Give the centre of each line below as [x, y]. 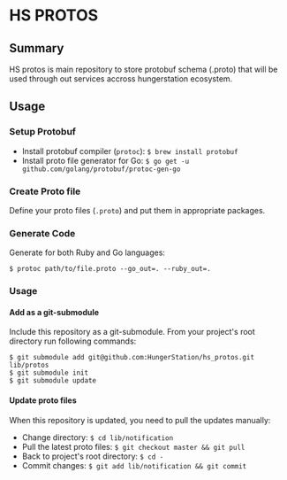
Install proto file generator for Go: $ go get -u [106, 160]
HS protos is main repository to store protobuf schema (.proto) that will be [143, 69]
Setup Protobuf [43, 132]
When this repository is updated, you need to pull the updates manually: [140, 420]
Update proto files [43, 400]
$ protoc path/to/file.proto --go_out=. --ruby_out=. [110, 269]
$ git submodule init [49, 373]
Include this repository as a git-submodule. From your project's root [132, 332]
